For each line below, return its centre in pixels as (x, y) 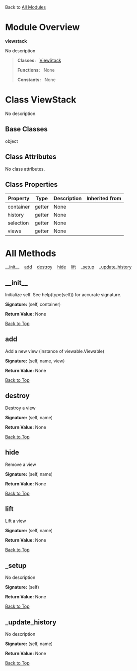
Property (19, 199)
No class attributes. (25, 169)
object (12, 141)
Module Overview (43, 27)
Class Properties (32, 184)
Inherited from (104, 199)
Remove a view (21, 464)
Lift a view (16, 521)
